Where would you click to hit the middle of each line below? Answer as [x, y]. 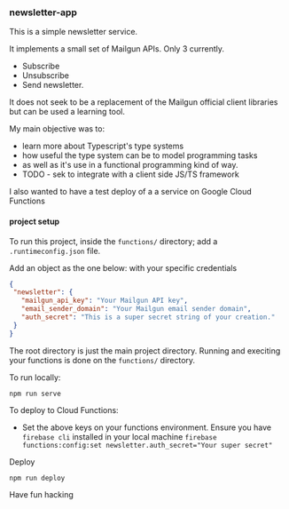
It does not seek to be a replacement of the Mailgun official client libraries [144, 102]
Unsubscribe [45, 76]
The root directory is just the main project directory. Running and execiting [145, 350]
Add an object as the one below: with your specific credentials [123, 267]
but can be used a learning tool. [67, 112]
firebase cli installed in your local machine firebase [119, 436]
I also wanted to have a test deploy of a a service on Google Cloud [131, 192]
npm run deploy [37, 478]
